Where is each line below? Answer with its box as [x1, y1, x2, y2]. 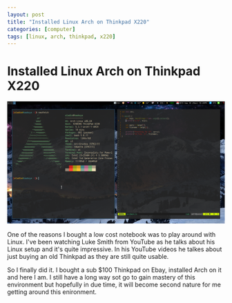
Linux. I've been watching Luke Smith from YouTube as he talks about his [7, 238, 215, 246]
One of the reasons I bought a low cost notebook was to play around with [7, 231, 216, 239]
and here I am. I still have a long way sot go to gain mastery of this [7, 273, 195, 282]
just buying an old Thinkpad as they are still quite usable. [7, 253, 169, 261]
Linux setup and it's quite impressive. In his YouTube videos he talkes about [7, 245, 222, 253]
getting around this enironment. [7, 288, 97, 296]
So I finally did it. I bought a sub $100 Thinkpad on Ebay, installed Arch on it [7, 266, 222, 274]
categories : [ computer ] [7, 26, 76, 32]
